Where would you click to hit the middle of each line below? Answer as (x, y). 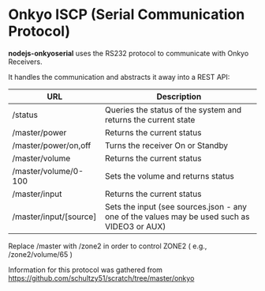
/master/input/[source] (54, 217)
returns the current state (150, 119)
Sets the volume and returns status (170, 176)
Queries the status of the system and (174, 110)
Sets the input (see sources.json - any (176, 206)
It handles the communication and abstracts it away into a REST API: (119, 77)
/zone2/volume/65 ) (41, 254)
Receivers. (25, 62)
